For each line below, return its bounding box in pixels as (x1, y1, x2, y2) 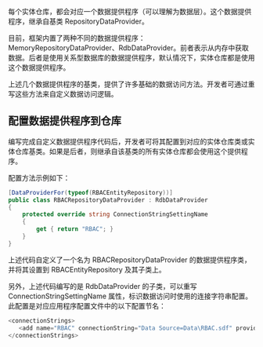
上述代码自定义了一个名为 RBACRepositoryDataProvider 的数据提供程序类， (8, 254, 252, 265)
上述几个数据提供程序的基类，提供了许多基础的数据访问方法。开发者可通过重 (8, 79, 255, 89)
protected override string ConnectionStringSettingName (22, 210, 209, 218)
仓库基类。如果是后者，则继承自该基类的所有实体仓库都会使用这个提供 (14, 146, 241, 155)
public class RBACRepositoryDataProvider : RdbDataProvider (8, 195, 209, 204)
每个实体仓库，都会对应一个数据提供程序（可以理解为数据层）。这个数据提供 (8, 7, 252, 16)
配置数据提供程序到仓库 (8, 115, 121, 128)
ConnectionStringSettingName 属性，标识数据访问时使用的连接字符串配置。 (8, 291, 253, 301)
